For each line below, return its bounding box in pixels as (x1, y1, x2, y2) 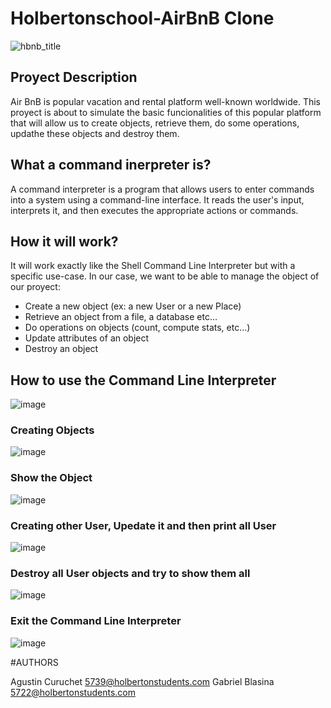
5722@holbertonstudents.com (10, 686, 136, 698)
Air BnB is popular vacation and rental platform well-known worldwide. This (10, 95, 322, 107)
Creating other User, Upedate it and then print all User (10, 518, 277, 532)
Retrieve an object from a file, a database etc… (24, 311, 218, 323)
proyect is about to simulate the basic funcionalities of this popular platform (10, 106, 322, 118)
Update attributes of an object (24, 332, 150, 344)
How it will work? (10, 233, 119, 250)
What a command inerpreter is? (10, 157, 212, 174)
